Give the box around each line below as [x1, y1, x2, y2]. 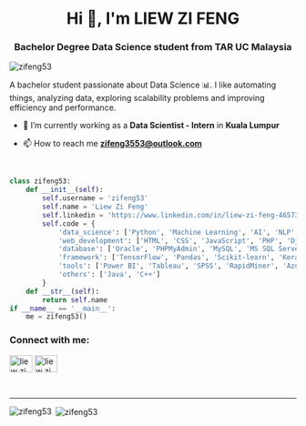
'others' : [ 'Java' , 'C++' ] [57, 270, 161, 279]
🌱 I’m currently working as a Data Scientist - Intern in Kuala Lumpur [22, 120, 280, 131]
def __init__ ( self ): [25, 186, 104, 195]
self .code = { [42, 218, 96, 228]
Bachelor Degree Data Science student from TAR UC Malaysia [14, 41, 292, 54]
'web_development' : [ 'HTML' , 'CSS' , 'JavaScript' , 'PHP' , [57, 236, 283, 245]
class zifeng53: [9, 177, 71, 186]
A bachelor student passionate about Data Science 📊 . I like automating [9, 79, 277, 90]
